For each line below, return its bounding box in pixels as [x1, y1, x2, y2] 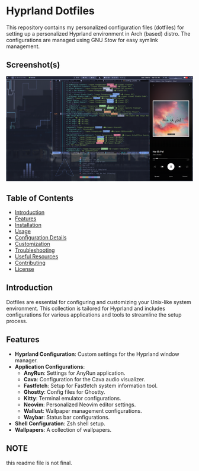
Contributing [14, 260, 46, 267]
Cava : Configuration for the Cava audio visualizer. [23, 375, 146, 383]
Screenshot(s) [6, 60, 60, 70]
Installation [14, 222, 42, 229]
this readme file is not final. [6, 459, 72, 466]
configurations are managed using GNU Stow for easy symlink [6, 36, 158, 43]
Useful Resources [14, 253, 59, 260]
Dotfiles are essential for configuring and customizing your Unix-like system [6, 298, 191, 305]
